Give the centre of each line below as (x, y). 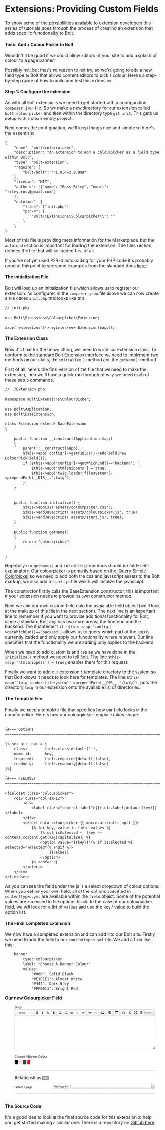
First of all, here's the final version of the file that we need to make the (76, 369)
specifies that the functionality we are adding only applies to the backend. (80, 642)
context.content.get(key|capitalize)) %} (48, 837)
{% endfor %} (44, 862)
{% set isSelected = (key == (71, 833)
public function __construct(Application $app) (63, 439)
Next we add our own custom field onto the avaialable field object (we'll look (82, 605)
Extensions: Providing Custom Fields (82, 9)
